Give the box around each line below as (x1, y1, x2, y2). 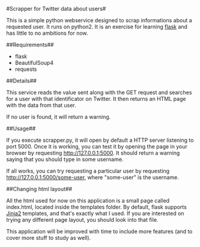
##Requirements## (6, 41, 54, 48)
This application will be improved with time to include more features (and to (6, 228, 193, 235)
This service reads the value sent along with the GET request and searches (6, 89, 192, 96)
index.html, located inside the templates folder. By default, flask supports (6, 204, 187, 210)
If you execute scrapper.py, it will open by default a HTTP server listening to (6, 136, 194, 144)
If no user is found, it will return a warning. (6, 114, 111, 120)
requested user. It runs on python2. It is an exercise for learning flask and (6, 23, 188, 30)
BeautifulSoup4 (14, 59, 54, 66)
